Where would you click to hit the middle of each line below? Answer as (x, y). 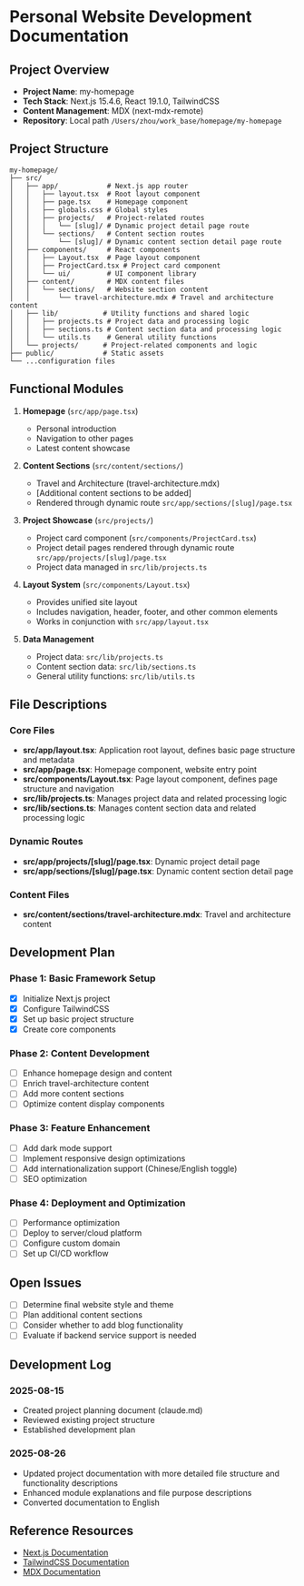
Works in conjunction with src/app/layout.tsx (122, 621)
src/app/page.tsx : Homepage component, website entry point (139, 770)
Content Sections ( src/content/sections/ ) (103, 465)
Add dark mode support (67, 1147)
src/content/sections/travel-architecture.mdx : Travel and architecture (157, 914)
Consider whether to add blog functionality (103, 1325)
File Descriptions (58, 705)
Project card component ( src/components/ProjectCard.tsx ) (146, 538)
